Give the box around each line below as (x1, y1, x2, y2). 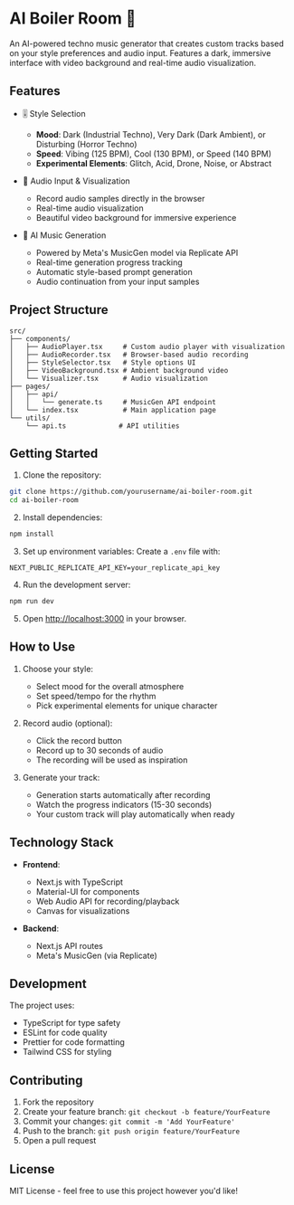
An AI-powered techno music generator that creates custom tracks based (9, 38, 285, 49)
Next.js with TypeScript (35, 877, 124, 887)
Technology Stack (9, 835, 114, 850)
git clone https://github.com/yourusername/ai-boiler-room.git (9, 488, 253, 497)
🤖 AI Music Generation (22, 230, 107, 241)
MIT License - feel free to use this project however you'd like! (9, 1185, 238, 1196)
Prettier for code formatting (22, 1037, 125, 1048)
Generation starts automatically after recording (35, 789, 211, 800)
